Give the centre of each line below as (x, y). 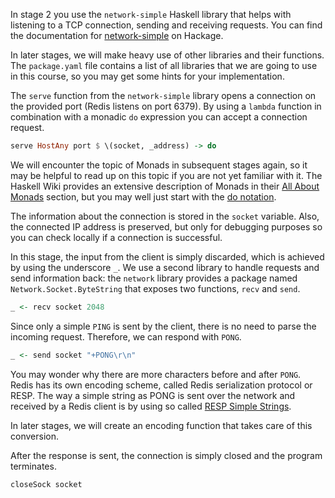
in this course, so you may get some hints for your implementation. (147, 76)
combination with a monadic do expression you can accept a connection (159, 117)
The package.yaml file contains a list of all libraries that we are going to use (164, 65)
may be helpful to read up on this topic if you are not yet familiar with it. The (166, 175)
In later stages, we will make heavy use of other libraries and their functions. (167, 55)
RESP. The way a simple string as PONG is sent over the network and (153, 395)
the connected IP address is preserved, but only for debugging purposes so (166, 226)
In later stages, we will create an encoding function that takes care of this (161, 425)
